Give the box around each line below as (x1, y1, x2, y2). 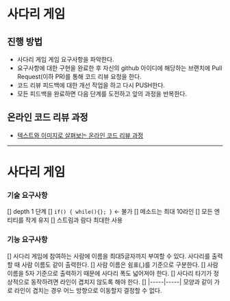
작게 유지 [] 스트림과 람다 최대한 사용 (25, 216, 123, 224)
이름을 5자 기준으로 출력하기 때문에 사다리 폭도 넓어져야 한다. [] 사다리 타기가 (7, 269, 212, 277)
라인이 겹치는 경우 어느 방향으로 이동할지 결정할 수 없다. (14, 286, 162, 294)
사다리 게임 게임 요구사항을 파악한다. (16, 56, 114, 63)
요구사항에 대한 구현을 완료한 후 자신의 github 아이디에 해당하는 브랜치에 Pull (16, 64, 222, 72)
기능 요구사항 (7, 235, 48, 245)
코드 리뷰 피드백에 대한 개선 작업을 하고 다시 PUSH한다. (16, 81, 166, 89)
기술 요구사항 (7, 190, 48, 200)
